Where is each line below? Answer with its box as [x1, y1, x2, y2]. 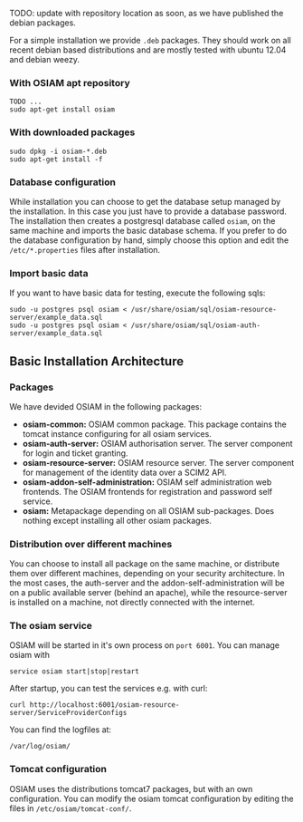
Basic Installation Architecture [9, 353, 184, 369]
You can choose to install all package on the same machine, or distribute [9, 558, 280, 569]
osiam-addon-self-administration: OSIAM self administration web [22, 476, 272, 488]
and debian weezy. [9, 54, 80, 64]
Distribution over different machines [9, 537, 173, 550]
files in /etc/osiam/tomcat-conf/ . [9, 802, 132, 814]
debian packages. [9, 17, 77, 28]
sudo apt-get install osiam [9, 105, 116, 114]
